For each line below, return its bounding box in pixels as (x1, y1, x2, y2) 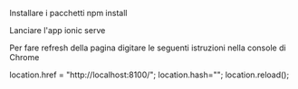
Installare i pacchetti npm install (9, 8, 128, 18)
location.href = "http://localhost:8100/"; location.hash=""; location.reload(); (9, 69, 290, 80)
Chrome (9, 52, 40, 62)
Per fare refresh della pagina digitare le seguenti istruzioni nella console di (9, 42, 287, 53)
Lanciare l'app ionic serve (9, 25, 106, 35)
